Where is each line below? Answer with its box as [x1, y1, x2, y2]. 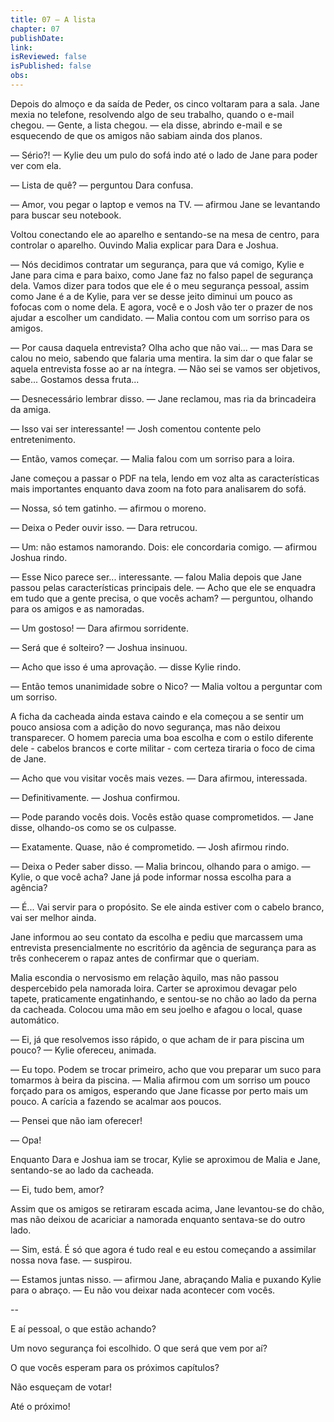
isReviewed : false [10, 52, 87, 62]
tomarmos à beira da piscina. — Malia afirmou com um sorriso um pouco [10, 1074, 311, 1086]
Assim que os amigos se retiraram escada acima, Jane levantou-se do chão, [10, 1202, 325, 1215]
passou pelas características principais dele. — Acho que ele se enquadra [10, 581, 317, 593]
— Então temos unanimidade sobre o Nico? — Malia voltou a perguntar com [10, 680, 323, 692]
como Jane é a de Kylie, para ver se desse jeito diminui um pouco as [10, 290, 293, 302]
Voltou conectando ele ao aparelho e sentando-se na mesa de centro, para [10, 228, 320, 240]
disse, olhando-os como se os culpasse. [10, 821, 177, 833]
